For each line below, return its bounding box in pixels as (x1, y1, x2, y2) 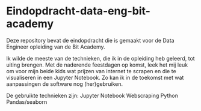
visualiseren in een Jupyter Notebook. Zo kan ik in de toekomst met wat (6, 74, 184, 81)
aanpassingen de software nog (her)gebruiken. (6, 80, 123, 88)
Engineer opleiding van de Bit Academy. (6, 43, 105, 50)
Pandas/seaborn (6, 98, 48, 106)
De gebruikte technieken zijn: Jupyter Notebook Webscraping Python (6, 92, 179, 99)
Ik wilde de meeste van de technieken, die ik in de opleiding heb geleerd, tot (6, 55, 195, 62)
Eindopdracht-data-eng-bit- (6, 4, 150, 18)
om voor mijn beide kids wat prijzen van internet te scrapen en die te (6, 67, 176, 74)
